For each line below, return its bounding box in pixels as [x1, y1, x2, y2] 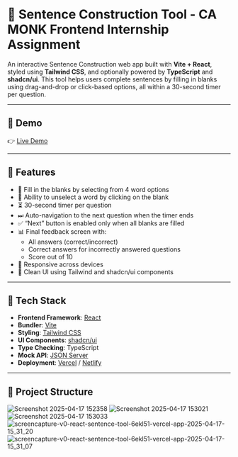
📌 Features [7, 167, 56, 179]
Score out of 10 [28, 252, 73, 261]
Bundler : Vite [17, 321, 57, 329]
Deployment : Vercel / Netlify [17, 359, 102, 367]
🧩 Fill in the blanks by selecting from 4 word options [17, 185, 169, 193]
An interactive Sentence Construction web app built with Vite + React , [7, 60, 212, 68]
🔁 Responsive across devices [17, 260, 104, 269]
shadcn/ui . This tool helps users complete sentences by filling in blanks [7, 74, 217, 84]
